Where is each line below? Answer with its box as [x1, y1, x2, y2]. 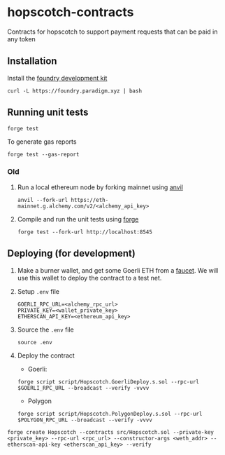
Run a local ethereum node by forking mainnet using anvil [17, 183, 184, 191]
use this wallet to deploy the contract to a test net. [17, 273, 162, 282]
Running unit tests [7, 107, 89, 118]
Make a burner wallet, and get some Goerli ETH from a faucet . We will [17, 266, 219, 274]
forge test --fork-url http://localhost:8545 [17, 229, 152, 236]
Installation [7, 55, 57, 67]
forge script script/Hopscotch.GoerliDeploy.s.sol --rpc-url [17, 378, 200, 386]
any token [7, 34, 36, 43]
